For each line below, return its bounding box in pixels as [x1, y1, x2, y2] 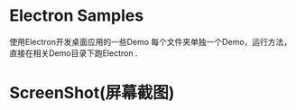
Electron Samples [9, 5, 144, 26]
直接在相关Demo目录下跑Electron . [9, 47, 138, 59]
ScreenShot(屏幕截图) [9, 83, 175, 104]
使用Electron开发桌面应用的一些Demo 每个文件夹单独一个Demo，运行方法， [9, 36, 292, 47]
